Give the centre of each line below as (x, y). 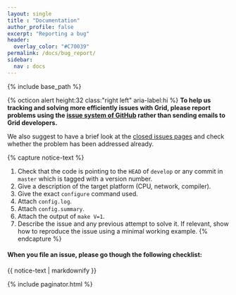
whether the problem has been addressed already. (81, 144)
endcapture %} (39, 239)
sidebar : (20, 60)
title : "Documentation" (44, 20)
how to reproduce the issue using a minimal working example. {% (112, 231)
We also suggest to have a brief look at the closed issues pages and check (116, 136)
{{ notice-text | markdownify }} (52, 270)
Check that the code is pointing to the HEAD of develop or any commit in (120, 171)
